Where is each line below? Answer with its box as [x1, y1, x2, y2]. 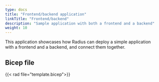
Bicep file [5, 58, 35, 67]
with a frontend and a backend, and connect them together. [5, 44, 126, 50]
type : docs [5, 7, 27, 12]
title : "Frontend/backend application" [5, 12, 87, 17]
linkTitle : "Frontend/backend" [5, 16, 69, 21]
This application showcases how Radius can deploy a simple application [5, 39, 151, 45]
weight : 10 [5, 26, 27, 30]
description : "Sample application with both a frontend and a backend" [5, 21, 155, 26]
